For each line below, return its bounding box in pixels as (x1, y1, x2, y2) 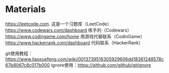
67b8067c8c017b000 (5, 62, 50, 68)
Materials (5, 4, 46, 15)
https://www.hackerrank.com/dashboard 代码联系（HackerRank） (5, 39, 143, 46)
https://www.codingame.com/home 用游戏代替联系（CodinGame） (5, 33, 145, 39)
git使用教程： (5, 50, 33, 56)
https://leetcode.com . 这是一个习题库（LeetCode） (5, 21, 112, 27)
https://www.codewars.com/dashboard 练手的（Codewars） (5, 27, 132, 33)
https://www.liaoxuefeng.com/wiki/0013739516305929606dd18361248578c (5, 56, 164, 62)
